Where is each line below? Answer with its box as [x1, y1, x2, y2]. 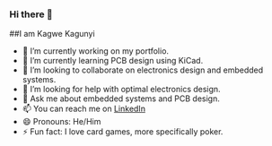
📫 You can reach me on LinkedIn [22, 103, 146, 115]
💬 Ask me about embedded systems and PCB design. [22, 93, 220, 104]
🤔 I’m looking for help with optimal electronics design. [22, 84, 222, 95]
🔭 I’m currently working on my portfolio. [22, 46, 169, 56]
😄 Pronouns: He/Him [22, 116, 101, 127]
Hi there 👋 [9, 8, 54, 21]
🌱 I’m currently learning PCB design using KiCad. [22, 56, 204, 66]
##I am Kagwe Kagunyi [9, 29, 96, 39]
